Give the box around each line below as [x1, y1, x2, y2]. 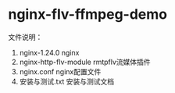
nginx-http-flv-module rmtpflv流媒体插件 [19, 57, 151, 66]
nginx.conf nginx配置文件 [19, 66, 102, 76]
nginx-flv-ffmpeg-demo [8, 5, 168, 23]
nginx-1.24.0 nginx [19, 48, 80, 57]
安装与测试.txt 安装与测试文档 [19, 77, 115, 86]
